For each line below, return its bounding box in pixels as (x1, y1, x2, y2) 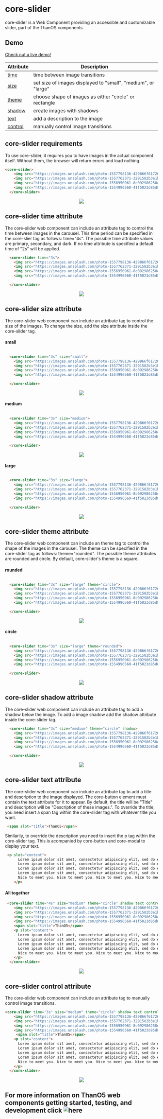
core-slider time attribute (5, 212, 83, 221)
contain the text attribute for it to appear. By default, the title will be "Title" (5, 799, 153, 805)
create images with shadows (33, 107, 98, 114)
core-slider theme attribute (5, 527, 89, 536)
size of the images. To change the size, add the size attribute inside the (5, 323, 147, 329)
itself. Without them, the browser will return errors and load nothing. (5, 157, 141, 163)
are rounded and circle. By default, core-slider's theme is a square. (5, 556, 139, 562)
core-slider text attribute (5, 776, 81, 784)
